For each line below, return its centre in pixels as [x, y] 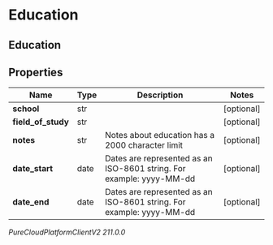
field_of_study [41, 122]
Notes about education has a [160, 135]
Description [160, 95]
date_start [33, 169]
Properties [36, 72]
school [26, 109]
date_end [31, 202]
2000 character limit [144, 145]
